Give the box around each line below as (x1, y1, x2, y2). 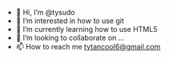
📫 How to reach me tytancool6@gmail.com (15, 42, 161, 51)
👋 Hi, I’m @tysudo (15, 8, 75, 17)
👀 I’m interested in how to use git (15, 16, 124, 26)
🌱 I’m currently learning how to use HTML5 (15, 25, 158, 33)
